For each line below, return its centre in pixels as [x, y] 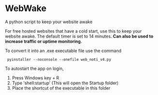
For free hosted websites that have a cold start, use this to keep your [73, 31]
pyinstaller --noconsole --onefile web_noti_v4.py [59, 59]
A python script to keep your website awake [49, 22]
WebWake [26, 8]
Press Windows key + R [36, 78]
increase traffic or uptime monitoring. [43, 41]
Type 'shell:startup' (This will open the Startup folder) [65, 83]
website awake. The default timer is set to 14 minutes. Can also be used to [79, 36]
